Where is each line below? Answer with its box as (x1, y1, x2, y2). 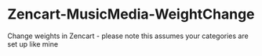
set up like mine (7, 39, 59, 48)
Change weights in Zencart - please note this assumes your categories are (7, 31, 249, 40)
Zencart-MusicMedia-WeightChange (7, 5, 256, 23)
